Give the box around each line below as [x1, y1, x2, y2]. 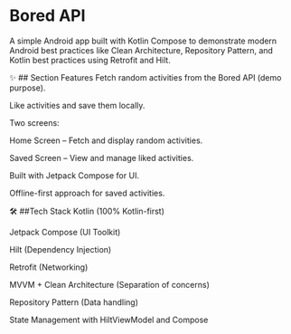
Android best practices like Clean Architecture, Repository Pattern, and [9, 44, 274, 55]
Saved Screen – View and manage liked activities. [9, 152, 194, 163]
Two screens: [9, 117, 61, 128]
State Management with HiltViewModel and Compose [9, 314, 209, 325]
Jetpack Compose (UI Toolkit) [9, 226, 121, 237]
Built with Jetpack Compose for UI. [9, 169, 140, 181]
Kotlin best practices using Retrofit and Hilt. [9, 54, 172, 65]
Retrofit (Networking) [9, 262, 89, 272]
